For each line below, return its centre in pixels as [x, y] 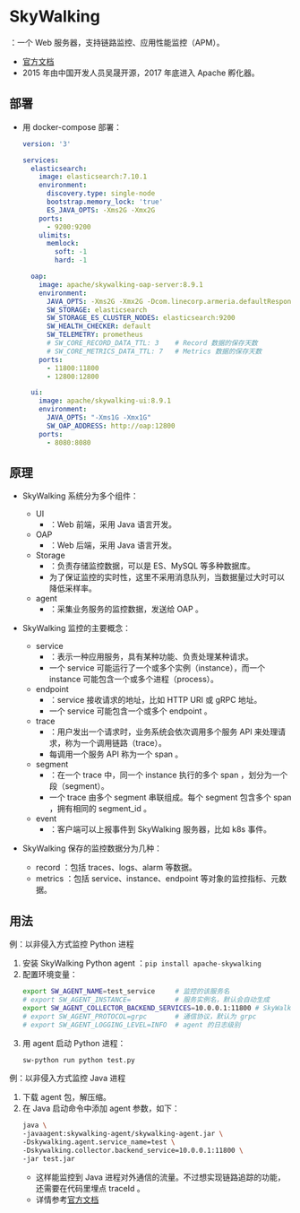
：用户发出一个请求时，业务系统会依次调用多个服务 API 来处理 [163, 732]
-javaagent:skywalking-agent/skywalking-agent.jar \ [123, 1134]
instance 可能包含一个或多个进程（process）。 [134, 680]
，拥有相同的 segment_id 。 [100, 809]
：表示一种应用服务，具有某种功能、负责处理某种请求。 [151, 657]
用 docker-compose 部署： [72, 126]
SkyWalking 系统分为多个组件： [80, 496]
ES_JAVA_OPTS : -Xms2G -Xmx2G [101, 210]
